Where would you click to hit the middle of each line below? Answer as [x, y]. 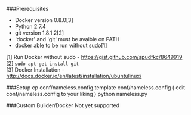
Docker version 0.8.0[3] [44, 20]
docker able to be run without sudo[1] [61, 45]
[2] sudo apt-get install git [43, 63]
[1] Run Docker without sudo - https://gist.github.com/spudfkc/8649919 [94, 57]
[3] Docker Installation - [35, 70]
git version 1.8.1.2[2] [39, 33]
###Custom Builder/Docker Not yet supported [63, 105]
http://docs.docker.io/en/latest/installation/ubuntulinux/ [74, 76]
